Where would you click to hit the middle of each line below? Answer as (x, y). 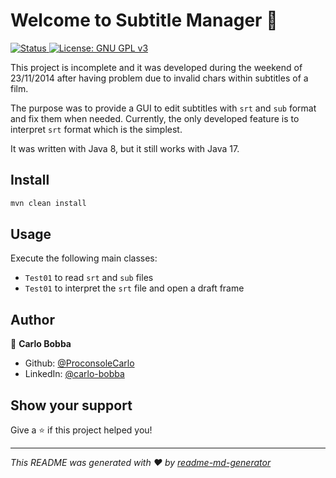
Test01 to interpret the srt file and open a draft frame (134, 288)
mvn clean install (48, 203)
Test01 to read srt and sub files (89, 278)
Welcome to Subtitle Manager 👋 (144, 20)
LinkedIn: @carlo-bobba (74, 374)
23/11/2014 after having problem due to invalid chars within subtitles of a (159, 78)
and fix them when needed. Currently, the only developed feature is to (155, 118)
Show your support (71, 405)
